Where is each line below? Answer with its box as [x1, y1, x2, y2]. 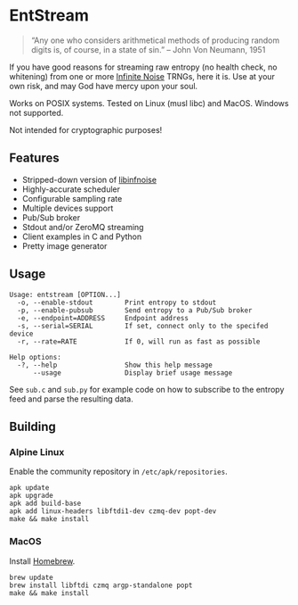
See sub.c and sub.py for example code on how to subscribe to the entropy [9, 384, 285, 394]
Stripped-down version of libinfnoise [21, 174, 157, 185]
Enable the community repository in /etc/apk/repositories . [9, 466, 229, 477]
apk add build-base [9, 499, 82, 509]
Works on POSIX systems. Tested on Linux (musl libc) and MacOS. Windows [9, 97, 289, 108]
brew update [9, 573, 53, 582]
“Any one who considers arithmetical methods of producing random [30, 35, 280, 46]
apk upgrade [9, 492, 53, 501]
